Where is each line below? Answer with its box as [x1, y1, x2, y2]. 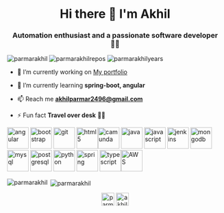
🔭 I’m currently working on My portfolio [16, 68, 128, 76]
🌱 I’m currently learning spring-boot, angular [16, 82, 145, 90]
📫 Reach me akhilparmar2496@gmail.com [16, 95, 143, 103]
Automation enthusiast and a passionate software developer [12, 31, 218, 40]
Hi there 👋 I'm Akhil [60, 6, 171, 22]
